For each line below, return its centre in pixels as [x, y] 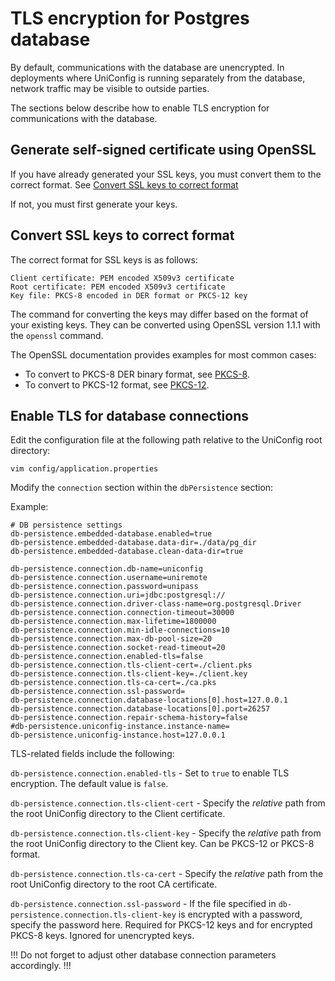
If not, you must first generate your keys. [94, 204]
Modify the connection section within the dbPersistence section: [142, 488]
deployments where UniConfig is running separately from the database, [158, 78]
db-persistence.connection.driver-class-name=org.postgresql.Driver [156, 604]
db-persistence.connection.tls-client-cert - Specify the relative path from [168, 803]
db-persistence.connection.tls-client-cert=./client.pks [131, 665]
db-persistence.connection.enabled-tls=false [106, 657]
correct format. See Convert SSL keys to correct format [124, 184]
